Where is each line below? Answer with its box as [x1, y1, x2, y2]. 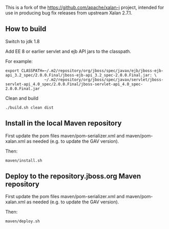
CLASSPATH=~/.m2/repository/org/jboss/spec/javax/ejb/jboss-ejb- [21, 68, 164, 73]
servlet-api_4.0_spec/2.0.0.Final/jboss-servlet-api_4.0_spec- [5, 82, 143, 87]
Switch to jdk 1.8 [5, 38, 40, 44]
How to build [5, 25, 47, 33]
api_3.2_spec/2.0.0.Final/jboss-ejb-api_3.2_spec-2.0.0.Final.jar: [5, 72, 153, 78]
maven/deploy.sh [5, 219, 40, 224]
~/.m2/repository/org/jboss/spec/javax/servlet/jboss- [44, 77, 164, 82]
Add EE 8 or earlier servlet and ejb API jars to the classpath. [5, 48, 132, 54]
